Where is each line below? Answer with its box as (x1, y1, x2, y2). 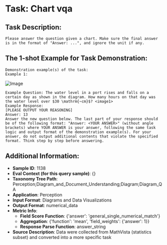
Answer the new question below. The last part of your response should (5, 116, 158, 121)
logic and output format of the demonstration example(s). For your (5, 129, 151, 134)
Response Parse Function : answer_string (20, 223, 106, 229)
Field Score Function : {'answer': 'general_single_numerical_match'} (20, 213, 160, 219)
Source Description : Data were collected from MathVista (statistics (12, 228, 152, 235)
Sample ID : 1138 (12, 165, 46, 171)
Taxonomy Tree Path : (12, 175, 58, 181)
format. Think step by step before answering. (5, 138, 104, 143)
